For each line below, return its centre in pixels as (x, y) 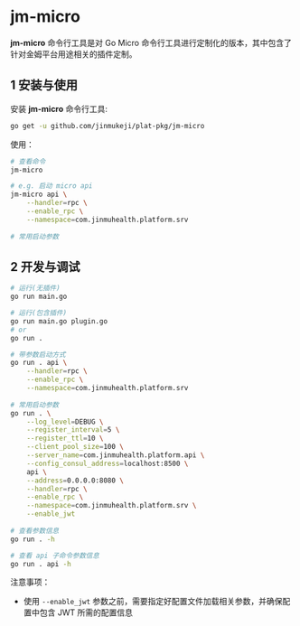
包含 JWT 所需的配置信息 (86, 612)
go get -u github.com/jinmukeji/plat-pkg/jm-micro (108, 126)
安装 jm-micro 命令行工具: (59, 108)
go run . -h (33, 539)
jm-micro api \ (39, 195)
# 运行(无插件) (36, 288)
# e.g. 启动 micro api (52, 186)
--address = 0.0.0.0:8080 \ (75, 481)
